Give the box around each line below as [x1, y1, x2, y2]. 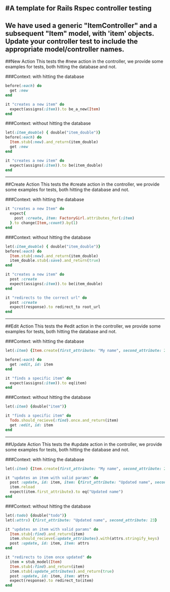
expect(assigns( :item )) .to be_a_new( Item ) [10, 106, 101, 112]
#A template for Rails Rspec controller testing [5, 4, 152, 13]
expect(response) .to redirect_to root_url [10, 304, 101, 310]
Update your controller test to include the [5, 37, 138, 45]
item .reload [10, 485, 35, 490]
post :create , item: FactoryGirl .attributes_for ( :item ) [14, 216, 135, 221]
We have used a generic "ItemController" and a [5, 21, 158, 30]
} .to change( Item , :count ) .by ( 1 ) [10, 220, 78, 225]
